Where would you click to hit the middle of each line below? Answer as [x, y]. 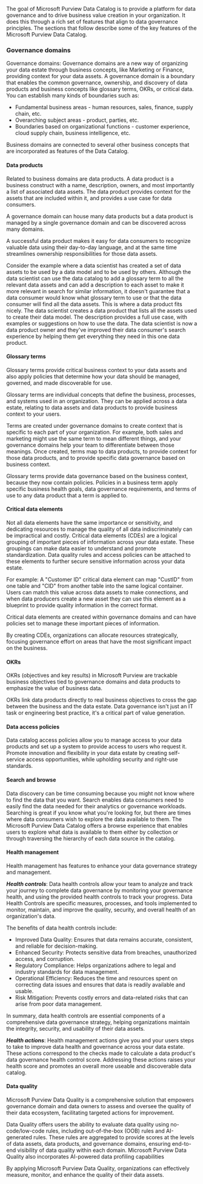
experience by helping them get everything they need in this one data [93, 336]
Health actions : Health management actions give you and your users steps [100, 1040]
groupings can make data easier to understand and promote [81, 548]
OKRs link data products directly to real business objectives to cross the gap [101, 700]
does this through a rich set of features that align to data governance [92, 22]
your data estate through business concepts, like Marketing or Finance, [95, 70]
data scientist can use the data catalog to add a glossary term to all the [95, 278]
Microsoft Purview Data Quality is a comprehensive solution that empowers [100, 1100]
